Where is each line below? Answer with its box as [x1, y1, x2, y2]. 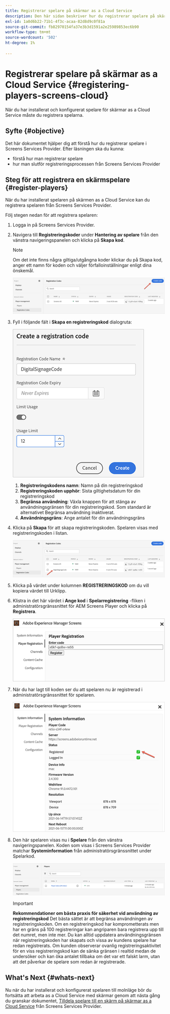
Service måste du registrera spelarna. [5, 112, 84, 118]
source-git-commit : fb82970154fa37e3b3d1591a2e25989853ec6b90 [5, 24, 139, 29]
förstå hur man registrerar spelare [12, 155, 83, 161]
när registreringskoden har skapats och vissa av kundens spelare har [12, 937, 157, 943]
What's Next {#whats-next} [5, 973, 95, 982]
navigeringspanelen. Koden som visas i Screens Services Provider [12, 842, 151, 848]
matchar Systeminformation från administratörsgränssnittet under [12, 848, 152, 854]
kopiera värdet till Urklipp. [12, 587, 67, 594]
